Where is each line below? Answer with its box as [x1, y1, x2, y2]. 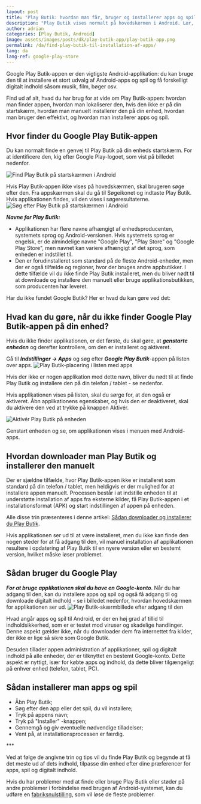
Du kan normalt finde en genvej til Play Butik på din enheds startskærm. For [6, 147, 193, 154]
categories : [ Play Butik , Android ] [6, 31, 95, 37]
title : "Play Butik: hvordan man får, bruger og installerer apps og [6, 14, 184, 20]
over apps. [6, 362, 33, 369]
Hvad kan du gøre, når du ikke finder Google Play [6, 312, 192, 322]
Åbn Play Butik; [14, 698, 53, 705]
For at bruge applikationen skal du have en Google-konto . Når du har [6, 584, 181, 591]
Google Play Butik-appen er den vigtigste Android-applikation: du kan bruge [6, 70, 193, 77]
